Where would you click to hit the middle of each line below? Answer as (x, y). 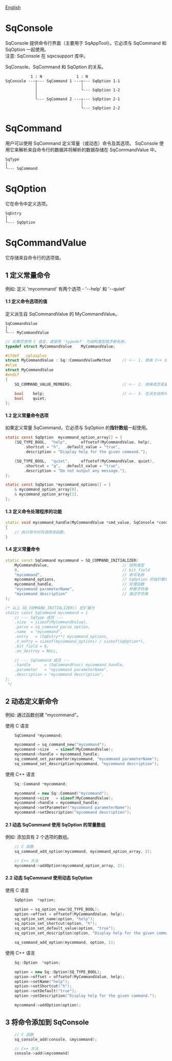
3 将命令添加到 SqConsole (47, 1022)
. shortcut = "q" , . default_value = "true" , (72, 466)
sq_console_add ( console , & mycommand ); (56, 1039)
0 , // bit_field (82, 570)
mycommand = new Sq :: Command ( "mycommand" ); (62, 793)
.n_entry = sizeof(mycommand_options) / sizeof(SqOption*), (80, 641)
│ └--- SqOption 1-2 (78, 90)
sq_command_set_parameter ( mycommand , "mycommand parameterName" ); (87, 759)
